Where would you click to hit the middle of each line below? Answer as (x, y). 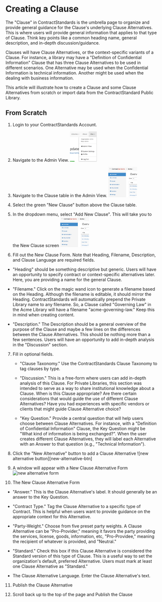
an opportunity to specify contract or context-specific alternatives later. (84, 274)
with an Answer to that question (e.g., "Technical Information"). (82, 444)
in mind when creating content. (44, 315)
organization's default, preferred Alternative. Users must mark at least (82, 561)
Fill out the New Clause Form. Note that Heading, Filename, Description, (84, 255)
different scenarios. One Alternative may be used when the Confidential (77, 68)
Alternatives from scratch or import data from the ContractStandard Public (80, 93)
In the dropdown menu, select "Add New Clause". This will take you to (82, 214)
